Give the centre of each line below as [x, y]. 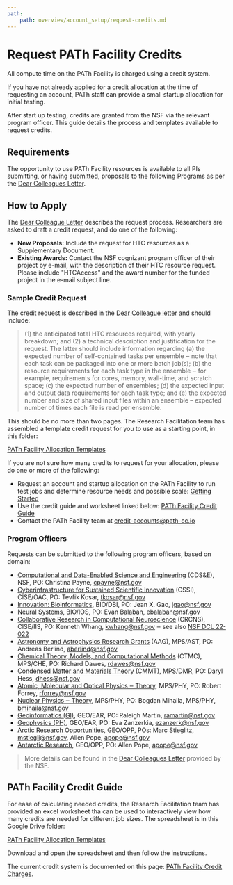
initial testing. [26, 102]
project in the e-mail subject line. [64, 280]
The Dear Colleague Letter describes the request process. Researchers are [115, 222]
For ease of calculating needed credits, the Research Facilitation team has [113, 804]
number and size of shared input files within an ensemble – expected [123, 400]
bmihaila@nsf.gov [43, 708]
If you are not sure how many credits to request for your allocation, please [113, 463]
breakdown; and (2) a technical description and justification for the [120, 341]
